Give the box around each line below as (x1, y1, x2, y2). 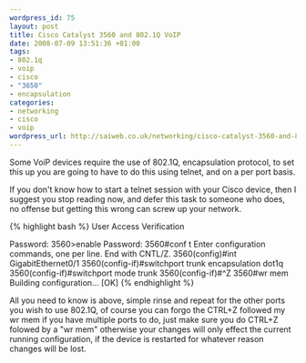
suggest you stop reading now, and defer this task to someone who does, (9, 193, 285, 205)
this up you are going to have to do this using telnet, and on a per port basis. (9, 166, 296, 177)
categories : (9, 97, 55, 107)
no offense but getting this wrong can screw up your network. (9, 203, 242, 214)
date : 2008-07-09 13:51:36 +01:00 (9, 38, 141, 48)
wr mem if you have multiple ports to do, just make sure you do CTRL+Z (9, 314, 279, 325)
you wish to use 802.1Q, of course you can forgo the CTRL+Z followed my (9, 304, 286, 315)
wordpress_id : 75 (9, 13, 76, 23)
